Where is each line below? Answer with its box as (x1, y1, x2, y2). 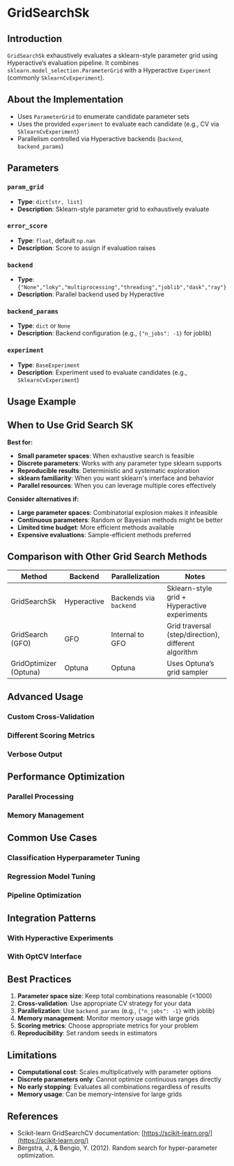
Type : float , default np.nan (17, 236, 96, 245)
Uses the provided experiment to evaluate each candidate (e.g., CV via (17, 119, 219, 128)
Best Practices (7, 973, 72, 985)
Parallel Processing (7, 792, 75, 801)
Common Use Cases (7, 832, 97, 844)
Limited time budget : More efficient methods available (17, 523, 175, 532)
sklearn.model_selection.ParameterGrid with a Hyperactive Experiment (7, 66, 211, 74)
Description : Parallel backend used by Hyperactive (17, 290, 165, 298)
